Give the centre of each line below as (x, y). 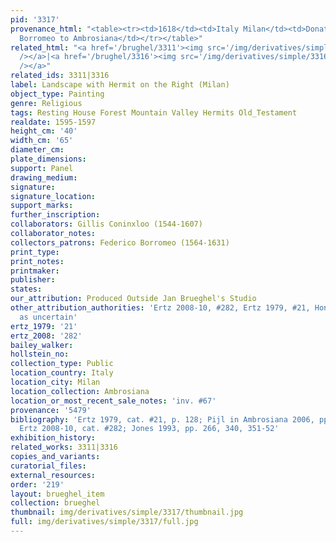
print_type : (35, 252)
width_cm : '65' (42, 141)
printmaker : (35, 271)
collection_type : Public (62, 364)
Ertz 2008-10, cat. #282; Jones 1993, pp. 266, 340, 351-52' (149, 429)
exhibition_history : (53, 438)
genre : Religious (46, 103)
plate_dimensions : (48, 159)
